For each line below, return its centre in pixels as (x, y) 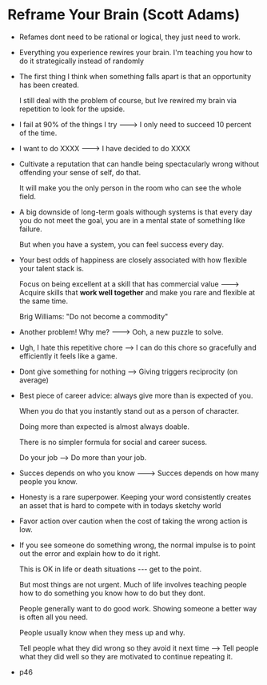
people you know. (48, 481)
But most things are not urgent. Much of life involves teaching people (133, 584)
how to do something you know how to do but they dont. (112, 593)
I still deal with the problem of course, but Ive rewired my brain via (128, 100)
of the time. (38, 133)
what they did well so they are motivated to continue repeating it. (126, 656)
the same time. (44, 301)
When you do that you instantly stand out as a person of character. (129, 411)
